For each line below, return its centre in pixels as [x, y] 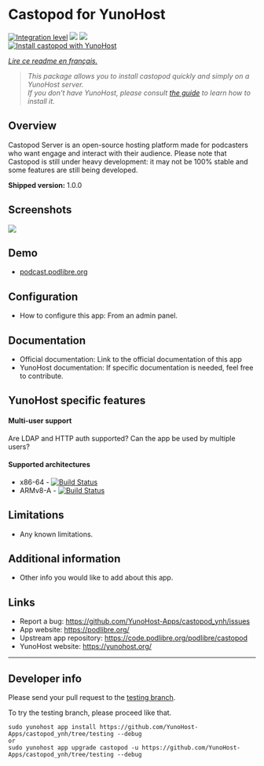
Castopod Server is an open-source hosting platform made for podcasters [128, 145]
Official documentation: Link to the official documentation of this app [130, 359]
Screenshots [40, 210]
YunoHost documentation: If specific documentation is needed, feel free [136, 368]
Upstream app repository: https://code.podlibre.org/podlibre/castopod [133, 638]
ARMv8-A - [38, 490]
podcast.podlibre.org [53, 272]
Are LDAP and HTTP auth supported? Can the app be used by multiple [122, 438]
